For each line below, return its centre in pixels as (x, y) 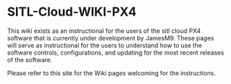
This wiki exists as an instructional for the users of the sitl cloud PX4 (104, 31)
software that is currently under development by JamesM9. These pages (111, 38)
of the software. (30, 59)
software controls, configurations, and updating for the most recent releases (115, 53)
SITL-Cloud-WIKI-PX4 (72, 12)
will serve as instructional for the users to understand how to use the (104, 45)
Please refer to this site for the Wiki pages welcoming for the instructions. (111, 73)
